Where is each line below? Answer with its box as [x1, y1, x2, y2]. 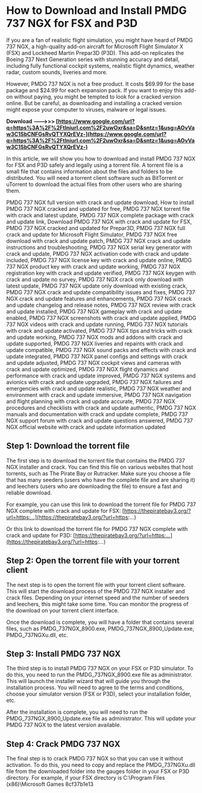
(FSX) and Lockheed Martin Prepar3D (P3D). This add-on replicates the [6, 49, 184, 56]
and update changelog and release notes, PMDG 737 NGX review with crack [6, 301, 196, 309]
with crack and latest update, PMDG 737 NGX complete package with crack [6, 211, 194, 219]
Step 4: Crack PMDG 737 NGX [6, 739, 121, 749]
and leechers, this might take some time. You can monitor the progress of [6, 600, 189, 608]
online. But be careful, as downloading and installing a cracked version [6, 99, 182, 106]
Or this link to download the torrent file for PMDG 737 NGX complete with [6, 525, 188, 532]
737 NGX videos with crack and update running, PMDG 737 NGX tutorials [6, 321, 188, 328]
